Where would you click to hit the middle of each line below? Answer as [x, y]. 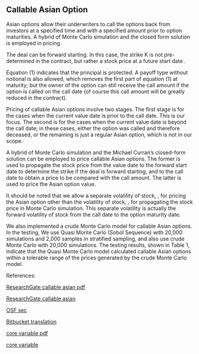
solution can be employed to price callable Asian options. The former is [93, 159]
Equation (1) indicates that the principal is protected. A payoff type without [97, 72]
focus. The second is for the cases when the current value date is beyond [97, 122]
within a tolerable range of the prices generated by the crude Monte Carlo [97, 258]
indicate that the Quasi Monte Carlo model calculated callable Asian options [99, 251]
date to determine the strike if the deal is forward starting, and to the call [95, 171]
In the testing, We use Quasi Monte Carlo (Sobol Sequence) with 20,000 [94, 232]
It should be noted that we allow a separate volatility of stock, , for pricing [96, 195]
